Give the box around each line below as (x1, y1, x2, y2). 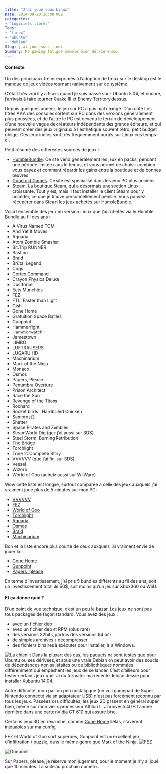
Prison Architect (12, 387, 46, 393)
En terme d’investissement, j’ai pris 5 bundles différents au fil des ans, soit (5, 578, 157, 584)
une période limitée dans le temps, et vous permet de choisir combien (12, 161, 155, 167)
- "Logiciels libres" (5, 21, 50, 26)
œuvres (12, 172, 29, 178)
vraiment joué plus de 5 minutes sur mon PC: (5, 486, 97, 493)
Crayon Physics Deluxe (12, 276, 60, 282)
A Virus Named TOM (12, 223, 55, 229)
